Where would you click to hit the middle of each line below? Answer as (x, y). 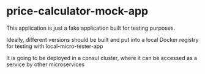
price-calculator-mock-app (77, 11)
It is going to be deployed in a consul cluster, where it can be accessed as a (102, 58)
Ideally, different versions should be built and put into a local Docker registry (102, 39)
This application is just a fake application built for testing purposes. (91, 28)
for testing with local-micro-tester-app (55, 46)
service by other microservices (46, 64)
